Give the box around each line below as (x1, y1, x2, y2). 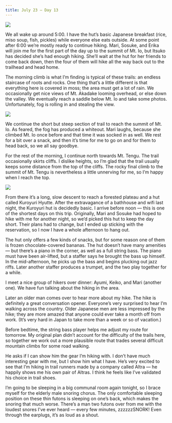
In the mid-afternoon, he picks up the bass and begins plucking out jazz (5, 258, 158, 264)
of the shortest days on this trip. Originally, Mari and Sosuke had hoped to (5, 210, 162, 216)
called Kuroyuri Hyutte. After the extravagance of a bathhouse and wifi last (5, 199, 163, 205)
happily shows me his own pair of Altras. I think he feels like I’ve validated (5, 369, 161, 375)
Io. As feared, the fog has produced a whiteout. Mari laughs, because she (5, 126, 161, 132)
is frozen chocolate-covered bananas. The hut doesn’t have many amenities (5, 242, 166, 248)
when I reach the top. (5, 174, 50, 180)
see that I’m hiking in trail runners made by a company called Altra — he (5, 363, 158, 370)
